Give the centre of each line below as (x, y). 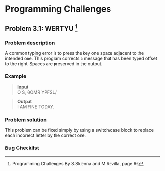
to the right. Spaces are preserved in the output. (54, 63)
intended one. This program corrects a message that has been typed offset (81, 58)
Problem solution (26, 120)
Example (16, 76)
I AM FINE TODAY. (36, 107)
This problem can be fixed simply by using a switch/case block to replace (79, 130)
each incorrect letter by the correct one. (46, 135)
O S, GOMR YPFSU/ (37, 92)
